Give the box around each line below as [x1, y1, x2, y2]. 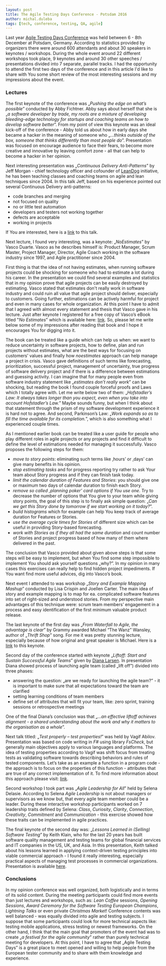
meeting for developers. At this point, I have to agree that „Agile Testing [5, 939, 151, 945]
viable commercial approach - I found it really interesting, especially [5, 853, 143, 859]
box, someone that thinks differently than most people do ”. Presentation [5, 137, 152, 143]
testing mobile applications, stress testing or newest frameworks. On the [5, 923, 153, 929]
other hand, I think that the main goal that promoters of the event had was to [5, 929, 161, 935]
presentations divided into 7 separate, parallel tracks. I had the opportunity [5, 61, 157, 67]
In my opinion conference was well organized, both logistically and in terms [5, 887, 159, 893]
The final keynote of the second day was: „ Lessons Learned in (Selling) [5, 826, 151, 832]
